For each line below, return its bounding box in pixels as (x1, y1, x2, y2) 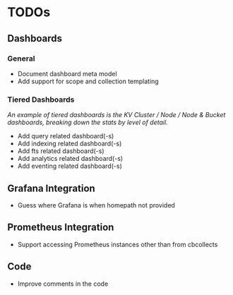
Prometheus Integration (7, 222, 114, 234)
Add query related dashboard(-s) (17, 132, 114, 140)
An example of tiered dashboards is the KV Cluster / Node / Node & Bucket (7, 111, 226, 119)
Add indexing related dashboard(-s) (17, 139, 122, 148)
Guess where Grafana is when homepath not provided (17, 200, 175, 209)
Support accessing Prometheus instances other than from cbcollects (17, 240, 218, 248)
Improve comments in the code (17, 279, 109, 288)
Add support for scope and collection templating (17, 77, 159, 85)
